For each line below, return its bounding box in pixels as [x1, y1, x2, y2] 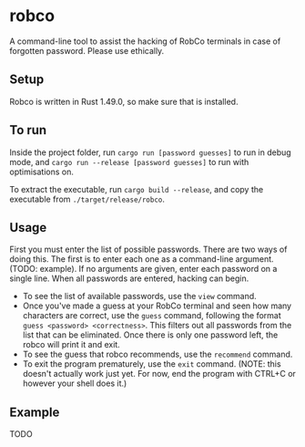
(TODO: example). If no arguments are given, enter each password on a [9, 264, 278, 275]
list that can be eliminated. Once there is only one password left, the [22, 329, 279, 340]
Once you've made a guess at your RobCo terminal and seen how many [22, 300, 292, 311]
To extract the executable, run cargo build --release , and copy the [9, 183, 264, 194]
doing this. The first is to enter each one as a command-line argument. [9, 254, 275, 265]
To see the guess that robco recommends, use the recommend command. [22, 348, 293, 360]
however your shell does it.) [22, 378, 127, 389]
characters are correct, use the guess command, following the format [22, 310, 282, 321]
